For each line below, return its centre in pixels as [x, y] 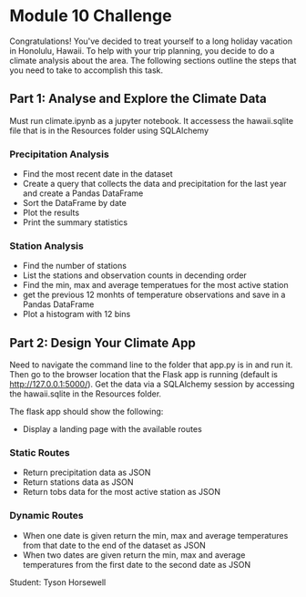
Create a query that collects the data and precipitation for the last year [154, 184]
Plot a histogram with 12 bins [76, 314]
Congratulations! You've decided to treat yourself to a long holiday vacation [151, 41]
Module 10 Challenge [91, 16]
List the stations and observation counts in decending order [135, 275]
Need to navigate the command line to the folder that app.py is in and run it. [151, 365]
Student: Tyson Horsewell [58, 582]
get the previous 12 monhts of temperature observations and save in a [154, 295]
